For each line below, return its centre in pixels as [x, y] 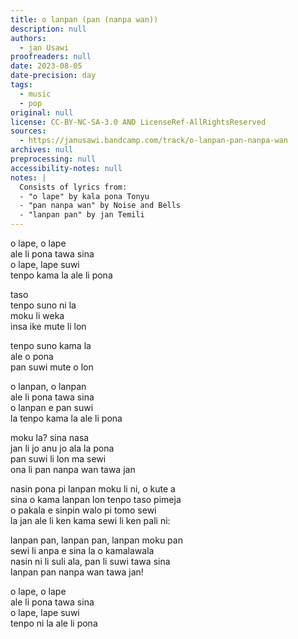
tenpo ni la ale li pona [54, 623]
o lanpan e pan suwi [52, 407]
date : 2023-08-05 [46, 66]
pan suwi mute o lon [52, 367]
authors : [28, 38]
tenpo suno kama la [51, 345]
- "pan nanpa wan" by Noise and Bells [100, 206]
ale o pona [32, 356]
